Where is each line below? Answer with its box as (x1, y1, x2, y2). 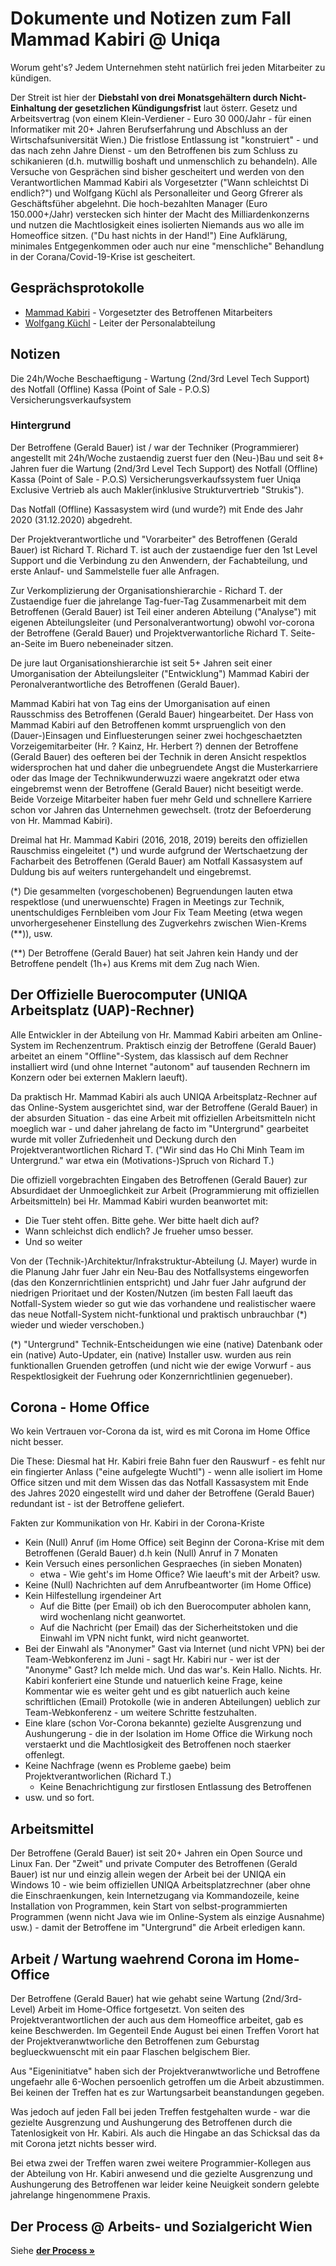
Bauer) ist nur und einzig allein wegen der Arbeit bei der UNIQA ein (10, 1868, 287, 1881)
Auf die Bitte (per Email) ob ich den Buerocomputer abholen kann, (39, 1600, 312, 1612)
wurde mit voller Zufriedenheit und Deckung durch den (10, 1133, 237, 1145)
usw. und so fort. (24, 1792, 95, 1804)
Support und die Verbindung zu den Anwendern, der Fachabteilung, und (10, 554, 308, 566)
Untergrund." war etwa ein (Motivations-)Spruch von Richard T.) (10, 1154, 275, 1166)
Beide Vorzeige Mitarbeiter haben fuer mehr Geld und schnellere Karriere (10, 793, 313, 805)
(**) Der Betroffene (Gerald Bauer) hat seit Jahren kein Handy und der (10, 947, 299, 959)
